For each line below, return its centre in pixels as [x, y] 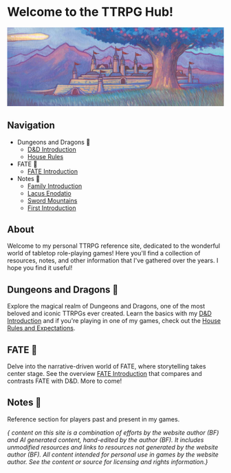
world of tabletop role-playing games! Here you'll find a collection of [104, 253]
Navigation [31, 126]
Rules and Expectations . [41, 328]
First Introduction [52, 208]
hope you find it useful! [40, 268]
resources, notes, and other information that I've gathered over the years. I [113, 261]
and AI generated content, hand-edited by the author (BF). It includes [106, 440]
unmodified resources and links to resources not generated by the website [113, 447]
